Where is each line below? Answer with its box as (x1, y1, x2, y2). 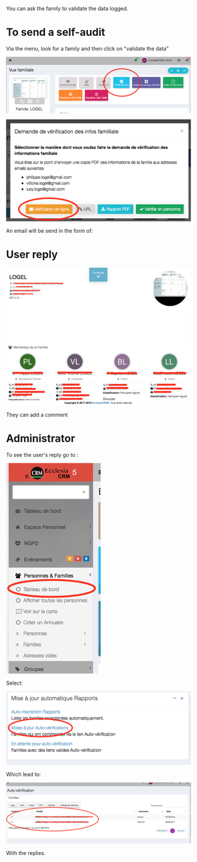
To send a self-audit (6, 26, 106, 39)
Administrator (6, 432, 75, 445)
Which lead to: (6, 771, 41, 778)
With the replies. (6, 849, 46, 856)
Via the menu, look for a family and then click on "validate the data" (6, 45, 169, 52)
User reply (6, 247, 58, 261)
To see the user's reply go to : (6, 452, 79, 459)
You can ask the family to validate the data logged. (6, 5, 128, 12)
